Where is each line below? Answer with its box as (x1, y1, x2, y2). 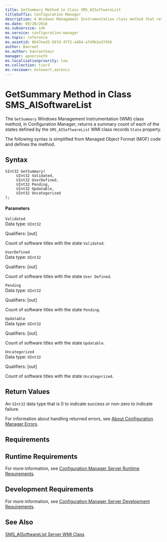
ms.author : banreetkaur (5, 49, 55, 54)
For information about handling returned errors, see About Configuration (5, 416, 153, 422)
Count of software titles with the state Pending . (5, 306, 100, 312)
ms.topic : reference (5, 35, 48, 40)
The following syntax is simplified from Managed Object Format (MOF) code (5, 136, 161, 142)
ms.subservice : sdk (5, 26, 46, 31)
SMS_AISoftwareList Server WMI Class (5, 531, 85, 537)
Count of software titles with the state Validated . (5, 240, 105, 246)
